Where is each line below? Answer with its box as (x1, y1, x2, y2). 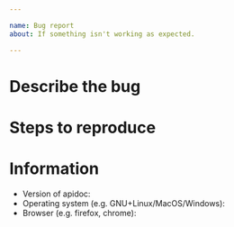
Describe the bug (9, 76, 141, 96)
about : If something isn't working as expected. (9, 29, 195, 39)
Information (9, 159, 99, 179)
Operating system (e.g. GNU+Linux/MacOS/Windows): (22, 197, 225, 208)
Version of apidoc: (22, 188, 91, 199)
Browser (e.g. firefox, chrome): (22, 207, 137, 218)
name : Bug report (9, 21, 75, 30)
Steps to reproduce (9, 117, 156, 138)
